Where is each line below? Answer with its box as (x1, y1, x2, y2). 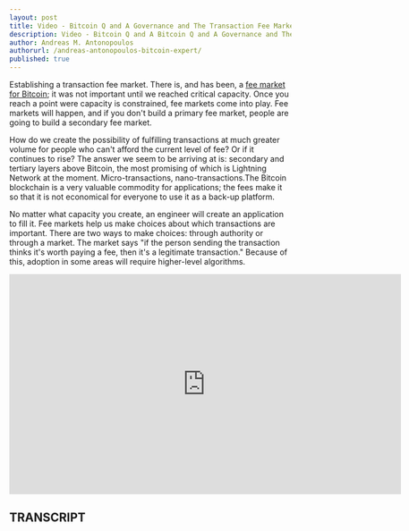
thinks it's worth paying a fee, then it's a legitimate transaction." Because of (9, 247, 288, 257)
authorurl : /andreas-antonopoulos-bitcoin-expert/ (9, 46, 202, 55)
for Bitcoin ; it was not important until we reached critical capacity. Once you (9, 88, 289, 99)
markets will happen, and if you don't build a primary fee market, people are (9, 108, 289, 118)
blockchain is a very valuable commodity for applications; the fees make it (9, 182, 283, 192)
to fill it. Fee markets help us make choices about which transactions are (9, 218, 276, 229)
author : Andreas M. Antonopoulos (9, 38, 134, 47)
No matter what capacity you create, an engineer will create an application (9, 209, 285, 219)
